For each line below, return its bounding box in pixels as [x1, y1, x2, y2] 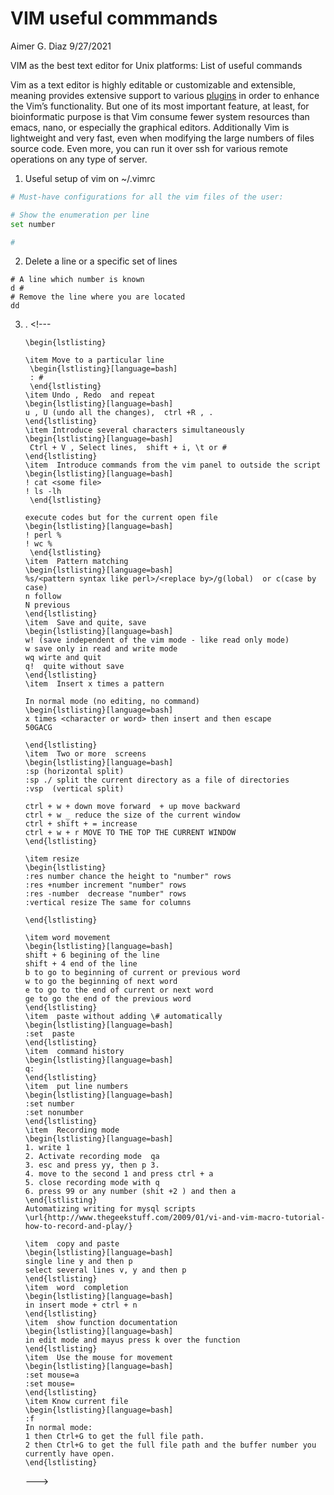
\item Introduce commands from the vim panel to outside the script [24, 460, 322, 471]
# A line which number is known [10, 275, 145, 285]
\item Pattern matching [24, 557, 129, 567]
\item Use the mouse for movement [24, 1353, 174, 1363]
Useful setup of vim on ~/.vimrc [24, 172, 156, 184]
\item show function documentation [24, 1318, 178, 1328]
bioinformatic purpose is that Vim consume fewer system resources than [10, 110, 310, 122]
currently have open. [24, 1449, 115, 1459]
